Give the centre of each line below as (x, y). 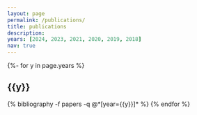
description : (26, 33)
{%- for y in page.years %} (46, 65)
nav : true (22, 46)
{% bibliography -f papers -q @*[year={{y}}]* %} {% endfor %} (99, 104)
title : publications (37, 26)
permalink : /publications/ (46, 20)
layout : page (26, 14)
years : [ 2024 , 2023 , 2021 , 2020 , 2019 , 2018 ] (74, 39)
